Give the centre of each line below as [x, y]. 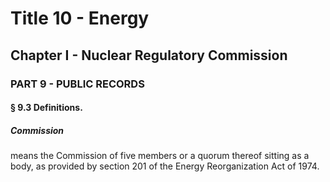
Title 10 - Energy [80, 18]
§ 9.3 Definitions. [46, 108]
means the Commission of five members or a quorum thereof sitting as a [160, 156]
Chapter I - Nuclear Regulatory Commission [149, 55]
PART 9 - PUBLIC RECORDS [77, 84]
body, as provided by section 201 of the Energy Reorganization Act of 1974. [165, 166]
